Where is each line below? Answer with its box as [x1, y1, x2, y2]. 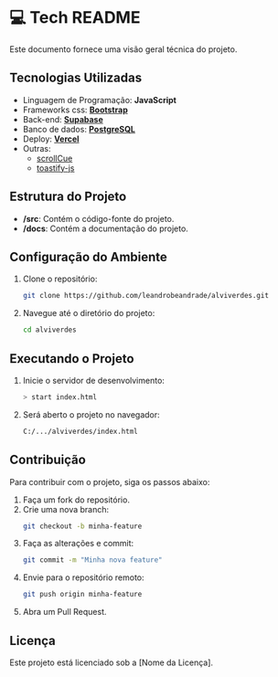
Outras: [22, 143, 51, 153]
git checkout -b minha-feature [22, 522, 143, 531]
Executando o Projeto [9, 351, 134, 366]
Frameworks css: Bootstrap [22, 104, 128, 115]
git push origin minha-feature [22, 590, 143, 599]
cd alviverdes [22, 325, 77, 334]
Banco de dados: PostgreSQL [22, 123, 135, 134]
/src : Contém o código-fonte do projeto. [22, 213, 175, 224]
